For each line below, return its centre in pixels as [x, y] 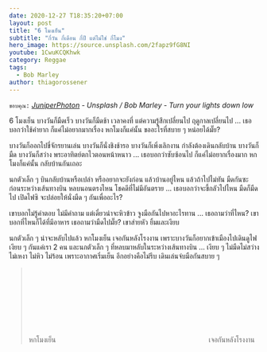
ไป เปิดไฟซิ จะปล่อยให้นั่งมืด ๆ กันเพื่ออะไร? [66, 197]
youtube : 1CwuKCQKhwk [45, 53]
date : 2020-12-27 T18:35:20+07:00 [66, 16]
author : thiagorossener [48, 82]
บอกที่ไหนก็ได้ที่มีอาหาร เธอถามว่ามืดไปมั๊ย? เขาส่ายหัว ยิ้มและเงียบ [94, 222]
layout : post [31, 23]
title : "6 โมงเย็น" [37, 30]
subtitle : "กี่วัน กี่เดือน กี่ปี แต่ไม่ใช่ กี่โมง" [67, 38]
